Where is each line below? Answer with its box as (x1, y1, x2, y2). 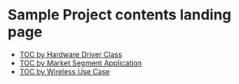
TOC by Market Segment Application (19, 58, 143, 68)
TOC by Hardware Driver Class (19, 49, 122, 59)
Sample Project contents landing (7, 6, 232, 24)
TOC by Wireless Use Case (19, 66, 110, 76)
